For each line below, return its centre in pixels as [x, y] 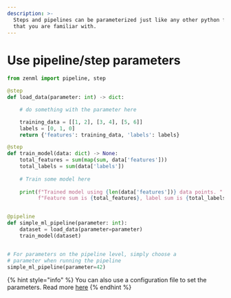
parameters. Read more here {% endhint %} [69, 287]
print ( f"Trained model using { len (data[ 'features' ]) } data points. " [121, 192]
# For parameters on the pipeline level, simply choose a [92, 254]
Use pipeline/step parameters [94, 60]
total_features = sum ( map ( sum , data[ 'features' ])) [93, 160]
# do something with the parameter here [78, 110]
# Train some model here [55, 179]
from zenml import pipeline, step [57, 79]
